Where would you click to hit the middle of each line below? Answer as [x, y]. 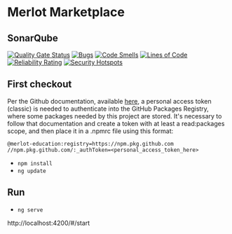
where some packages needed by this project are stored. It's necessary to [115, 116]
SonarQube [33, 38]
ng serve [30, 210]
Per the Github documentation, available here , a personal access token [109, 101]
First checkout [40, 84]
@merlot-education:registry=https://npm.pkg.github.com [90, 144]
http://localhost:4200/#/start [49, 223]
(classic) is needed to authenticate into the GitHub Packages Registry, [108, 109]
